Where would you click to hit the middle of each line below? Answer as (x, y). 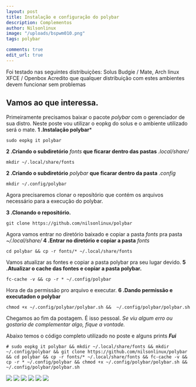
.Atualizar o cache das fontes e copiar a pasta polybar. (74, 268)
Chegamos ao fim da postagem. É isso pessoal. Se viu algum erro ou (89, 318)
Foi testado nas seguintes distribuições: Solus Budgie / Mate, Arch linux (93, 72)
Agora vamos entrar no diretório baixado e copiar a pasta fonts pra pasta (94, 234)
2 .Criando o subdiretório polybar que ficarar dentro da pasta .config (91, 173)
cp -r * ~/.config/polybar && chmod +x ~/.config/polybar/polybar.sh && (97, 362)
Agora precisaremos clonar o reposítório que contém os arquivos (85, 194)
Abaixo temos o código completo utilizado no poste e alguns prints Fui (91, 336)
